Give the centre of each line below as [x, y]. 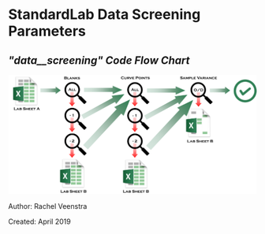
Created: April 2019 [39, 221]
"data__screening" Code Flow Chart [99, 60]
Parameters [47, 31]
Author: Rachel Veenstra [48, 206]
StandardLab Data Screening [105, 15]
